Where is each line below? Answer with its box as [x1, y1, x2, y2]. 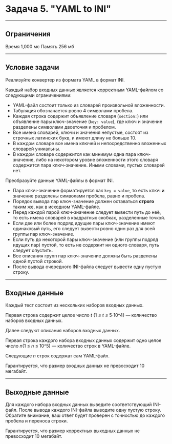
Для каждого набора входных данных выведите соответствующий [5, 401, 152, 408]
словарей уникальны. [12, 146, 60, 152]
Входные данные [5, 288, 64, 297]
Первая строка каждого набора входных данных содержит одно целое [5, 337, 162, 344]
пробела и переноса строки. [5, 418, 68, 424]
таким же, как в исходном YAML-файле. [12, 204, 101, 210]
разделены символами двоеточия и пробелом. [12, 124, 116, 130]
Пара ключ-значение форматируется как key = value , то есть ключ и [12, 187, 165, 193]
